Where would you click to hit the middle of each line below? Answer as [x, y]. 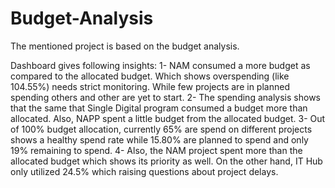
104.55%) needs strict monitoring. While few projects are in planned [150, 86]
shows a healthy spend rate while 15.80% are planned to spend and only [159, 139]
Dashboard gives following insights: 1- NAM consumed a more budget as [160, 65]
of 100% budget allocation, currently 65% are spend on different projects [161, 129]
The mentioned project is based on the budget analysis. [125, 46]
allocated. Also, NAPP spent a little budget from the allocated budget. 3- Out [168, 118]
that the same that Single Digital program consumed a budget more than [159, 108]
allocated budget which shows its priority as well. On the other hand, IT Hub [166, 161]
